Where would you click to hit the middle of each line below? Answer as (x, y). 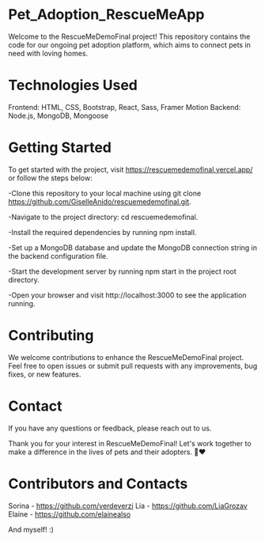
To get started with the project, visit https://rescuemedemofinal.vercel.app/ (131, 169)
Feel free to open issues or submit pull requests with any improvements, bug (133, 366)
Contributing (51, 335)
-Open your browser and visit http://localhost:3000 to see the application (127, 295)
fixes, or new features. (45, 374)
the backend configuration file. (58, 256)
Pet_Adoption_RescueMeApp (106, 15)
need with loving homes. (48, 53)
